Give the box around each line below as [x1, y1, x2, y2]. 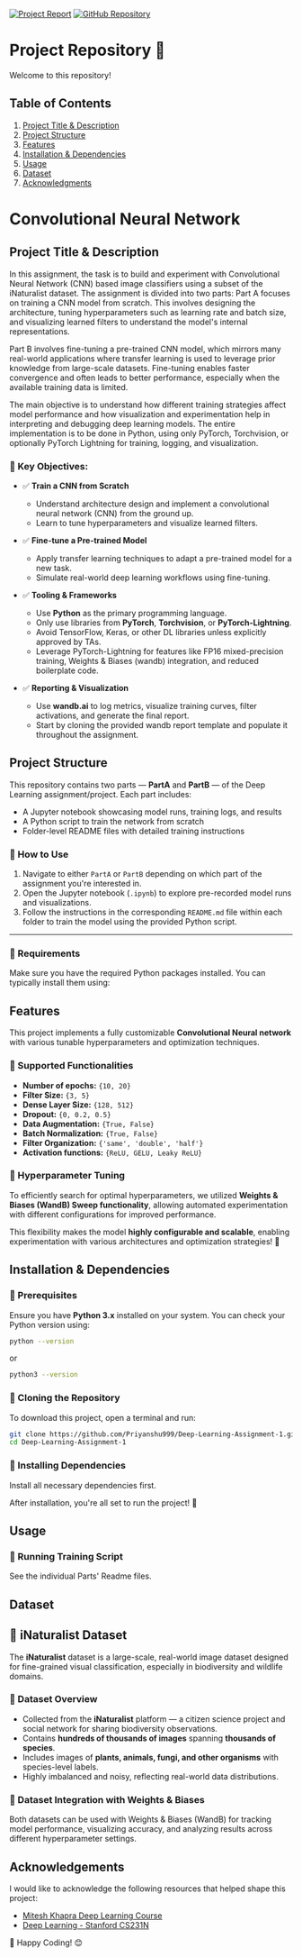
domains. [9, 1670, 44, 1681]
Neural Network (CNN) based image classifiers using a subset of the [9, 278, 263, 288]
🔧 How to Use [9, 848, 69, 860]
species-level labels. [22, 1761, 99, 1772]
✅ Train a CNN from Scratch [22, 480, 129, 491]
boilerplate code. [35, 665, 99, 676]
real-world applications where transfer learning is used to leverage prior [9, 352, 276, 364]
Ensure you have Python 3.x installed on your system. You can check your [9, 1309, 286, 1320]
